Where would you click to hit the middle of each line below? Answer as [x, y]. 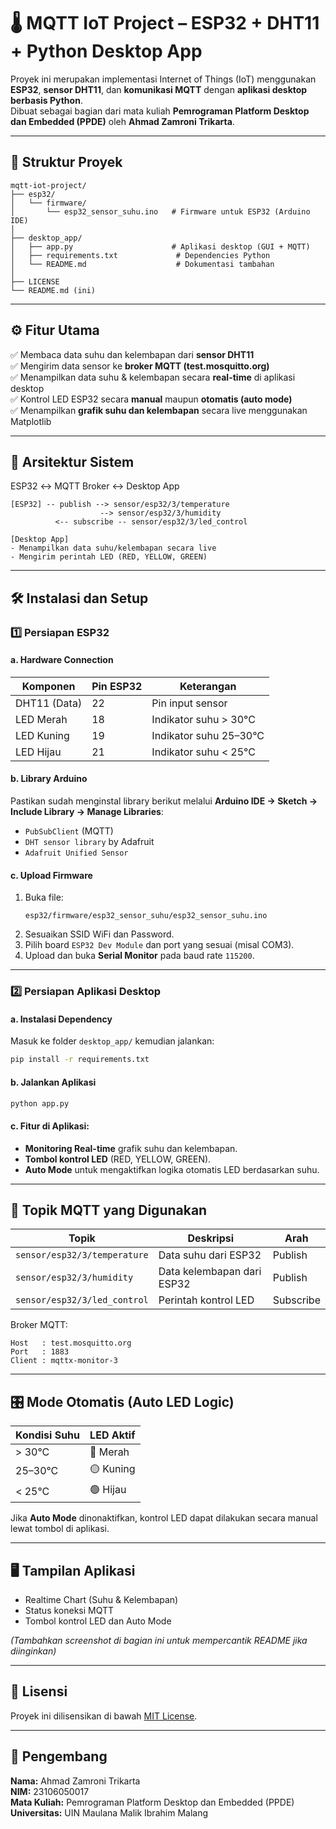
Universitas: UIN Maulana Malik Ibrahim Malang [109, 1812]
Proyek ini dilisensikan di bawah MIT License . [104, 1716]
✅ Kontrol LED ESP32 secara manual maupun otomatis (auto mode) [151, 399]
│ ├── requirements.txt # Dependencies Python [140, 255]
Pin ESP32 [117, 686]
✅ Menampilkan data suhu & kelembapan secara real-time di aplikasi [153, 377]
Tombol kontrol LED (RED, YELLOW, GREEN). [118, 1159]
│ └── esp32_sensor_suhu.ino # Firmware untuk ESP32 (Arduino [160, 211]
